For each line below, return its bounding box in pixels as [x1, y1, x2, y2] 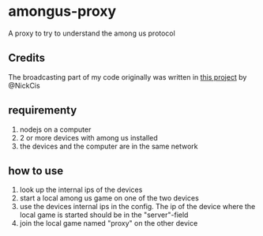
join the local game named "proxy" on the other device [19, 219, 198, 228]
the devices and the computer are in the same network [19, 141, 199, 151]
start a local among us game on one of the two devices [19, 193, 199, 203]
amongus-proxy [8, 2, 117, 21]
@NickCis [8, 81, 41, 90]
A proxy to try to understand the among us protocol [8, 28, 175, 38]
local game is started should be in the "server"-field [19, 210, 189, 219]
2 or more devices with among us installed [19, 133, 158, 142]
